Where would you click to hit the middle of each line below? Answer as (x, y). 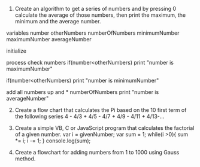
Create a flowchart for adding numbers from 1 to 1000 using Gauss (97, 152)
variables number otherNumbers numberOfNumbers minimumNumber (93, 33)
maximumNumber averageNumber (49, 39)
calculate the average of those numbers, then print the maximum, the (100, 15)
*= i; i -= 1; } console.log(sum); (53, 141)
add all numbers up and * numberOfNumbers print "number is (83, 92)
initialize (16, 51)
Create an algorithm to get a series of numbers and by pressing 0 (96, 9)
